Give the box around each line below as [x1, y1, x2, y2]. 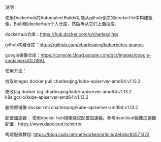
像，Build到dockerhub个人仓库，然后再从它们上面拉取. [5, 21, 116, 27]
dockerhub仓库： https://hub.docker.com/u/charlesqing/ [5, 31, 119, 37]
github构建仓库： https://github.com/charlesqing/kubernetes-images [5, 42, 144, 48]
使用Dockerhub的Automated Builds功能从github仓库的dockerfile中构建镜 [5, 15, 153, 21]
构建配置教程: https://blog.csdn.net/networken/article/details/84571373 [5, 132, 150, 137]
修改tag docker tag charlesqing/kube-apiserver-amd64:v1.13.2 [5, 89, 132, 94]
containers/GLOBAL [5, 58, 46, 63]
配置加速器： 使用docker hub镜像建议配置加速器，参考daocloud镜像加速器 [5, 115, 157, 120]
